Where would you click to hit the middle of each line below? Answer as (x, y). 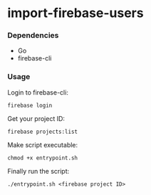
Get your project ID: (36, 118)
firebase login (30, 105)
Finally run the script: (38, 171)
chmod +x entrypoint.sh (43, 158)
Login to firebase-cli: (38, 92)
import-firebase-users (75, 13)
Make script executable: (43, 144)
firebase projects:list (43, 132)
